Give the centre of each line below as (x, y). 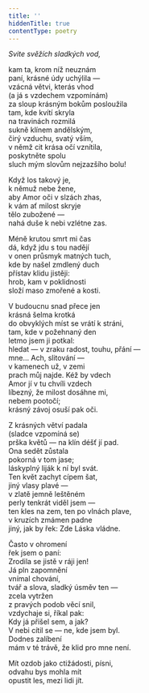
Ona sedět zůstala (38, 451)
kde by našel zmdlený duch (54, 265)
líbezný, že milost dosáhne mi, (58, 392)
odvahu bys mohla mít (45, 672)
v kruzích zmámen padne (50, 520)
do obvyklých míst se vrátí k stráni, (66, 323)
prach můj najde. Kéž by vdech (60, 375)
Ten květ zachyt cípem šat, (53, 477)
